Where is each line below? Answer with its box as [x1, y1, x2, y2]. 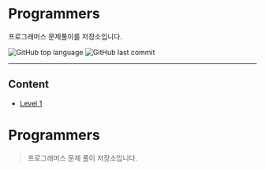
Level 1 [19, 98, 43, 108]
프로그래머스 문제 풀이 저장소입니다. [27, 153, 138, 162]
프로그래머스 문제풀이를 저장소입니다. [8, 31, 122, 41]
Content [8, 78, 50, 91]
